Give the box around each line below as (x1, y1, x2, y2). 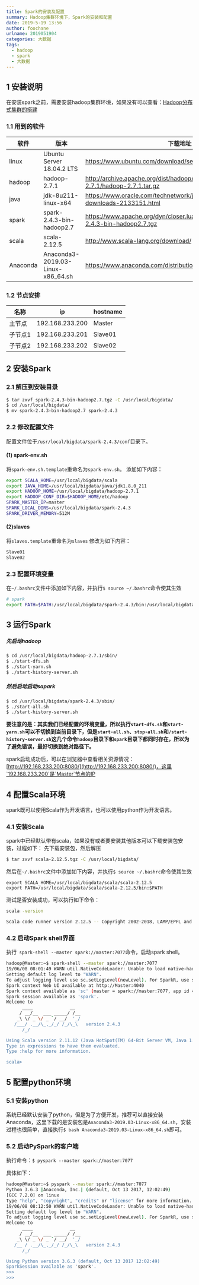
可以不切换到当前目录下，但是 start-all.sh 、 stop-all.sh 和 (24, 728, 169, 735)
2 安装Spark (6, 363, 52, 374)
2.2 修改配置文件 (6, 423, 54, 431)
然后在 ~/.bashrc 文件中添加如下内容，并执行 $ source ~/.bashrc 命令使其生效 (6, 868, 192, 875)
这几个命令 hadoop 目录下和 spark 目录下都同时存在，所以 (51, 736, 185, 743)
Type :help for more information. (6, 1049, 92, 1055)
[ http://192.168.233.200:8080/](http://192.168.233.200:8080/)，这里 (6, 763, 172, 770)
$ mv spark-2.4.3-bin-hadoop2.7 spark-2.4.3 (6, 408, 118, 414)
